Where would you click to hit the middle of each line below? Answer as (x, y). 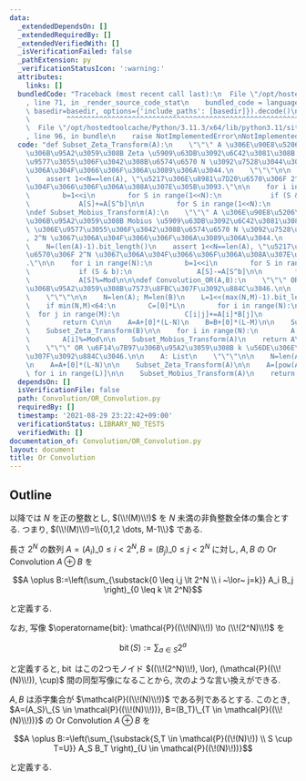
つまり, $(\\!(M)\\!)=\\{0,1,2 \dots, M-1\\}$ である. (112, 529)
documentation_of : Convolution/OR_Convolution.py (106, 441)
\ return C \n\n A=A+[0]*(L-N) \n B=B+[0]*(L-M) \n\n (150, 323)
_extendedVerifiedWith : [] (69, 43)
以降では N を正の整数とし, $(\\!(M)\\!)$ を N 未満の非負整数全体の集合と (145, 517)
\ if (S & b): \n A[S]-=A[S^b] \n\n (144, 272)
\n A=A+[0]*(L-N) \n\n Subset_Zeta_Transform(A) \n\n (138, 365)
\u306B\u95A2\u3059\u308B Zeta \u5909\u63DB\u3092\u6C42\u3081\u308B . (163, 153)
